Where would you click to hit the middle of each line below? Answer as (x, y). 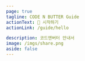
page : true (19, 11)
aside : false (22, 49)
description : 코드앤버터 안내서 (40, 38)
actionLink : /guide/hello (37, 28)
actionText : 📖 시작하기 (32, 22)
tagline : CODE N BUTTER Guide (43, 17)
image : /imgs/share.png (35, 44)
